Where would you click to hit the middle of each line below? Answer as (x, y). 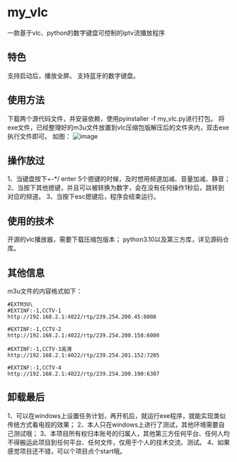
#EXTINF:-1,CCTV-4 (34, 368)
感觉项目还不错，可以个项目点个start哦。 (67, 451)
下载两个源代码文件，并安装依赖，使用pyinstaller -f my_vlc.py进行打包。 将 (116, 118)
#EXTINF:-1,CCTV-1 (34, 311)
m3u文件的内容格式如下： (45, 291)
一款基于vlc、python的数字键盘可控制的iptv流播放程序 (86, 33)
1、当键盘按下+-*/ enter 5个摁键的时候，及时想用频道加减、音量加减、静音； (119, 179)
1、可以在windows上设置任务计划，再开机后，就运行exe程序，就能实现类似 (117, 415)
